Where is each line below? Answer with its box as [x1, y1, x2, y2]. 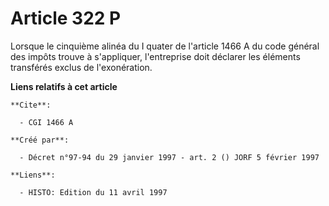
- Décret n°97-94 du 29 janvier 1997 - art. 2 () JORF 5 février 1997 [19, 152, 320, 162]
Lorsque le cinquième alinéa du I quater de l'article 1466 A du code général [10, 40, 320, 52]
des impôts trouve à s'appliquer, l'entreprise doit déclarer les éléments [10, 50, 301, 62]
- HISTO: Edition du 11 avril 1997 [19, 187, 168, 197]
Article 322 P [10, 7, 122, 30]
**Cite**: [10, 100, 52, 110]
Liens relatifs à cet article [10, 80, 118, 92]
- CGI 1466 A [19, 117, 74, 127]
